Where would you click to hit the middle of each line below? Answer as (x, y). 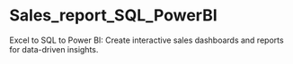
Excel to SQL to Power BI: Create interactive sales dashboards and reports (147, 40)
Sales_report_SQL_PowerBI (113, 16)
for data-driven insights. (54, 49)
